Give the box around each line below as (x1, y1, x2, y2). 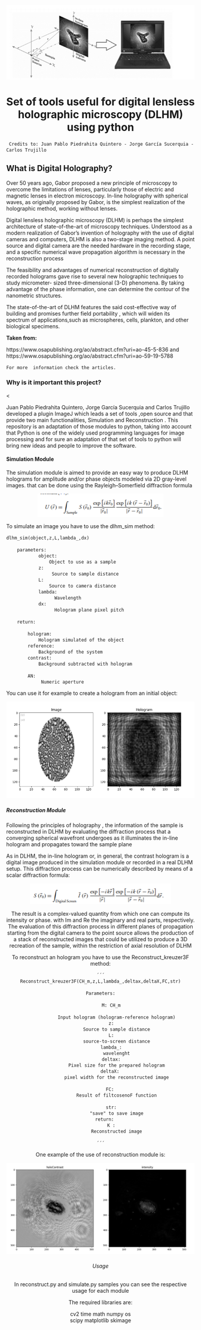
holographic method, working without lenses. (6, 205, 118, 212)
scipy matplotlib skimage (69, 1317, 132, 1324)
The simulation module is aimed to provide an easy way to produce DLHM (6, 469, 188, 477)
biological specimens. (6, 322, 60, 329)
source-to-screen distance (83, 1038, 151, 1045)
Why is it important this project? (6, 378, 102, 387)
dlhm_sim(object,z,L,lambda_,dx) (6, 535, 90, 541)
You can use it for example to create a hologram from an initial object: (6, 690, 178, 697)
